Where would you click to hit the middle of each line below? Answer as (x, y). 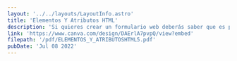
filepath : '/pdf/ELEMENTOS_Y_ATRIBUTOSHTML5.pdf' (82, 40)
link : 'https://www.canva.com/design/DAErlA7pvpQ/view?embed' (101, 33)
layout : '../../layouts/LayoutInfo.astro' (71, 14)
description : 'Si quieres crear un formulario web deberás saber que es (116, 27)
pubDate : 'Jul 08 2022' (42, 46)
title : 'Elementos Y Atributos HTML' (63, 20)
